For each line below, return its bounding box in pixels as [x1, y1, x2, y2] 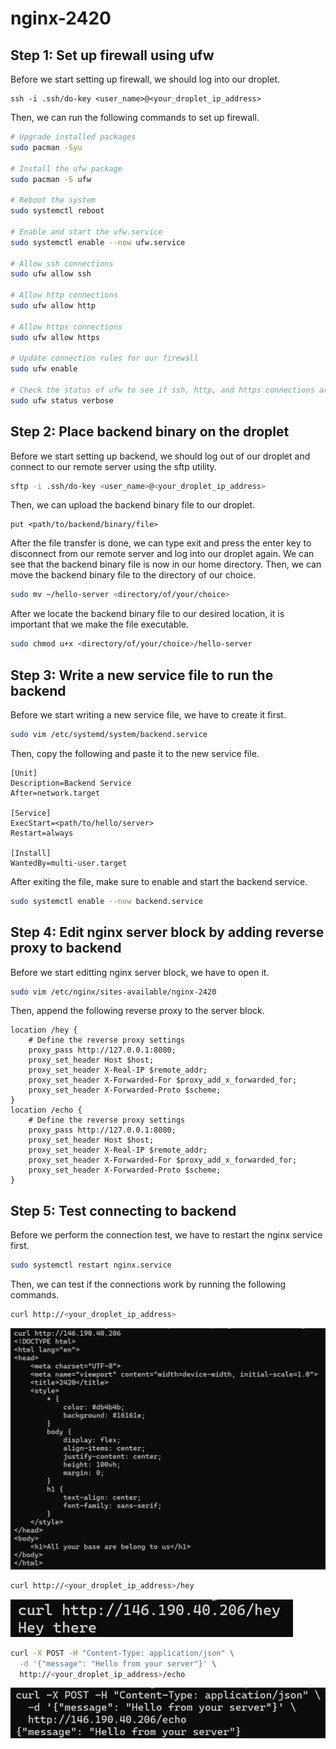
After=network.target [10, 788, 101, 798]
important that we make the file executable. [10, 618, 189, 631]
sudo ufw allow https [10, 332, 101, 342]
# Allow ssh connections [10, 258, 114, 269]
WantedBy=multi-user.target [10, 858, 128, 868]
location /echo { [10, 1105, 83, 1116]
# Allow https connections [10, 322, 123, 332]
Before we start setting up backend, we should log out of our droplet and [10, 450, 311, 462]
